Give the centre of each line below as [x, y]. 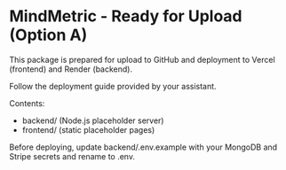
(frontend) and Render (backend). [71, 69]
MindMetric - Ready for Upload [126, 16]
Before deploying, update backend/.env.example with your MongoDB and [143, 147]
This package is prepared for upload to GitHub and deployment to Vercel [142, 59]
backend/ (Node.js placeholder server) [93, 120]
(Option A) [48, 35]
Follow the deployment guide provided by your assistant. [113, 86]
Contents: [27, 103]
